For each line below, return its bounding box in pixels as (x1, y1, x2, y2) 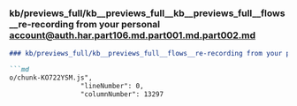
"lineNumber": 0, (80, 81, 144, 90)
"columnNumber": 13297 (80, 89, 164, 99)
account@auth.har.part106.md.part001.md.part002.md (9, 29, 256, 42)
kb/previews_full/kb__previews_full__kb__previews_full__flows (9, 7, 286, 19)
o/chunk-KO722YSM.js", (9, 73, 93, 82)
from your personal (75, 18, 161, 30)
